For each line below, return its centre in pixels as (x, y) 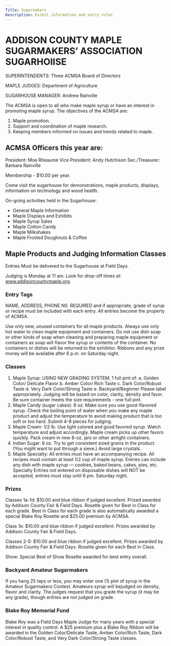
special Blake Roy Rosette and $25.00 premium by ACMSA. (68, 516)
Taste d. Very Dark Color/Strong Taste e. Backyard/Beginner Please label (89, 389)
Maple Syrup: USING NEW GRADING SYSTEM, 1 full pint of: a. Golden (86, 378)
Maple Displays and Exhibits (42, 216)
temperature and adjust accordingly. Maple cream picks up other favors (88, 432)
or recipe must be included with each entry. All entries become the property (85, 311)
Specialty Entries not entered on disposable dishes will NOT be (79, 470)
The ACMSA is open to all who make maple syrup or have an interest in (80, 106)
